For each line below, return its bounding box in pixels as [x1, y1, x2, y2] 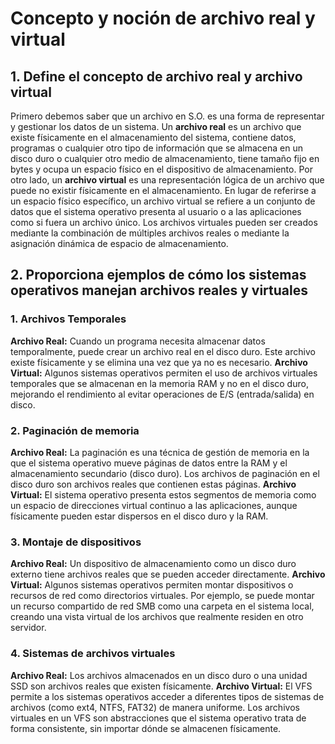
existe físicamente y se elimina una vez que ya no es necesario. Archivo [10, 356, 308, 368]
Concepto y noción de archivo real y [10, 7, 316, 30]
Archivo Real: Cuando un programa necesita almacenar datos [10, 335, 266, 347]
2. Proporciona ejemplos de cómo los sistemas [10, 267, 307, 284]
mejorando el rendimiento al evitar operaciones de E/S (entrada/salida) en [10, 388, 315, 400]
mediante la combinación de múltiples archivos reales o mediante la [10, 227, 290, 239]
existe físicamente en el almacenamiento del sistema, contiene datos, [10, 132, 297, 143]
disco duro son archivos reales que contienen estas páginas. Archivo [10, 478, 297, 490]
